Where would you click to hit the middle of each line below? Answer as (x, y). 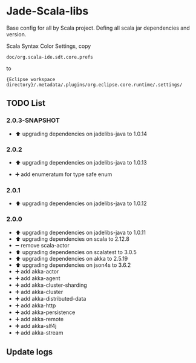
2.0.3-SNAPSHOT (33, 120)
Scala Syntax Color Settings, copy (49, 46)
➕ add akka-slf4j (36, 325)
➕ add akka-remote (39, 319)
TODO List (26, 103)
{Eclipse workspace (31, 79)
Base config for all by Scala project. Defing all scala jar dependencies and (98, 28)
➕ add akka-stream (39, 332)
